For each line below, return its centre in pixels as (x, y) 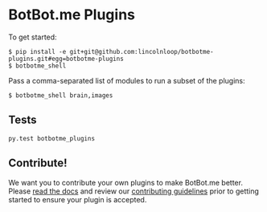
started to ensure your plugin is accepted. (78, 199)
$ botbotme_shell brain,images (61, 95)
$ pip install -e (37, 51)
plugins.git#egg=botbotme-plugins (66, 59)
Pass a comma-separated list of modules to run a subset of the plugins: (127, 80)
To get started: (33, 37)
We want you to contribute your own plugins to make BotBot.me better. (126, 182)
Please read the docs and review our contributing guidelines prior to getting (134, 191)
